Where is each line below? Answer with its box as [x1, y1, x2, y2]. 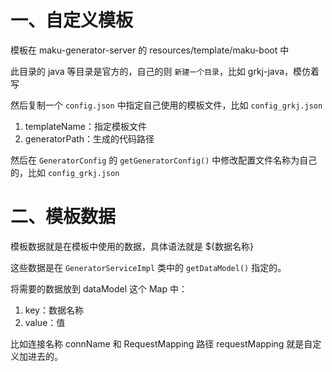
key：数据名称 [24, 304, 84, 316]
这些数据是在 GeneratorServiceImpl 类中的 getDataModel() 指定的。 [10, 261, 287, 273]
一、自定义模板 [10, 9, 134, 32]
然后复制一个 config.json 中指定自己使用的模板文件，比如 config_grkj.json [10, 99, 323, 111]
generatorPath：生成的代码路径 [24, 132, 155, 145]
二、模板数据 [10, 206, 117, 228]
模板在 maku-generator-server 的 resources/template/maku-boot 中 [10, 44, 290, 56]
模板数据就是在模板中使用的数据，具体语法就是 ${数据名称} [10, 240, 254, 252]
